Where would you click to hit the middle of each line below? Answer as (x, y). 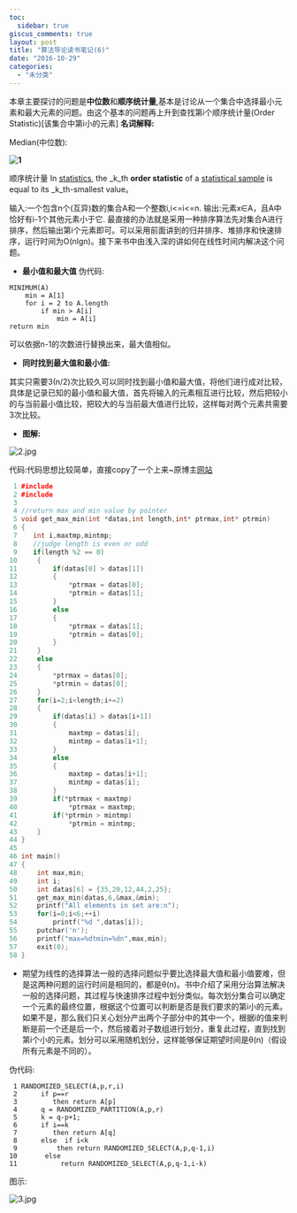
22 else (31, 659)
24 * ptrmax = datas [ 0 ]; (69, 675)
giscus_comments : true (51, 34)
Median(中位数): (38, 142)
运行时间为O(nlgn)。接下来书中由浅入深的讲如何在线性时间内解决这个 (150, 241)
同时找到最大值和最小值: (66, 363)
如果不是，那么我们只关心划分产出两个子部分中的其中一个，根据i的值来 (151, 1017)
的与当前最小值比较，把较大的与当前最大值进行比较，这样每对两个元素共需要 (148, 403)
